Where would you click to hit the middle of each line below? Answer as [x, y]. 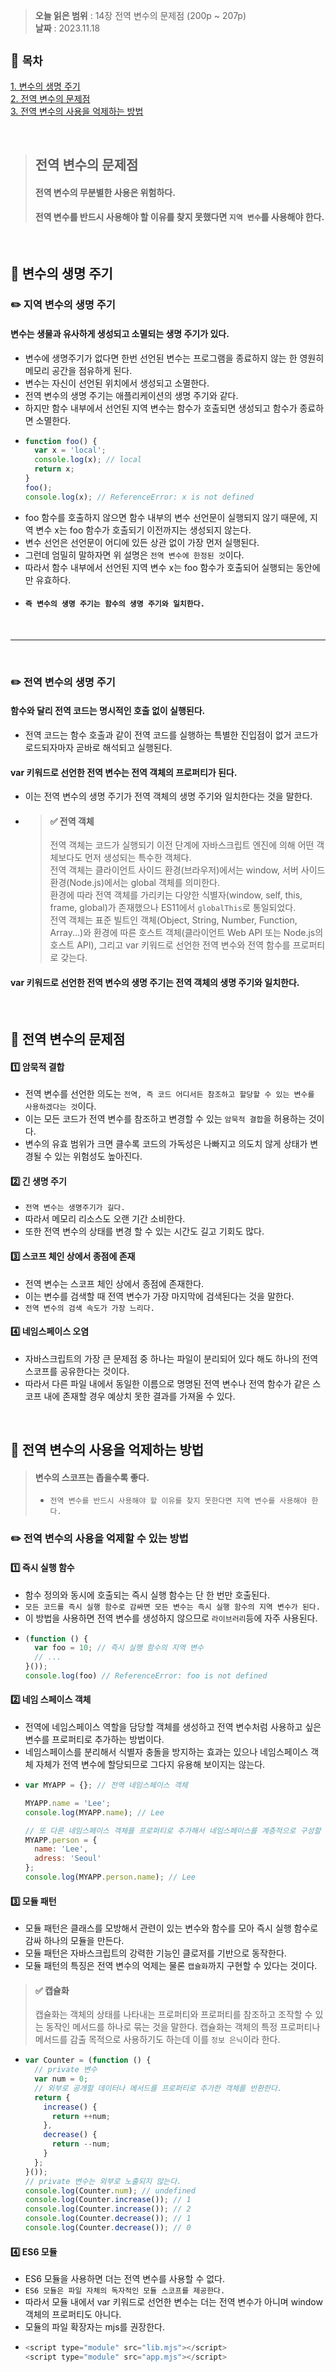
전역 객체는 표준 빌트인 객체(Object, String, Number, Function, [173, 920]
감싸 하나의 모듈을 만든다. [74, 1941]
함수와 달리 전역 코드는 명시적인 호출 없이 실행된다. [108, 711]
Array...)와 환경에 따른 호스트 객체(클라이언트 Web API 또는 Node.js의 [186, 933]
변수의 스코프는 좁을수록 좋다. [92, 1477]
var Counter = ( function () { [88, 2060]
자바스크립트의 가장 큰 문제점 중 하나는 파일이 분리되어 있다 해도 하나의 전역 [171, 1358]
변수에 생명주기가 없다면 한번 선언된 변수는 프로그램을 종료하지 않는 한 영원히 [174, 358]
